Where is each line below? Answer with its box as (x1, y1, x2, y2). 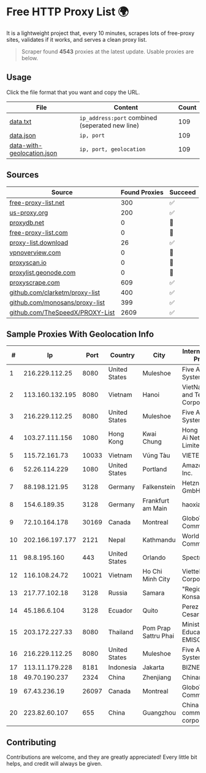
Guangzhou (142, 708, 177, 717)
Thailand (108, 628, 134, 637)
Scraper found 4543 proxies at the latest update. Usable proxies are (21, 47, 194, 55)
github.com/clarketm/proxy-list (9, 288, 100, 297)
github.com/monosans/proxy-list (9, 298, 105, 307)
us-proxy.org (9, 208, 48, 217)
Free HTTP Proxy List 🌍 (6, 5, 129, 19)
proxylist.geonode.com (9, 268, 76, 277)
